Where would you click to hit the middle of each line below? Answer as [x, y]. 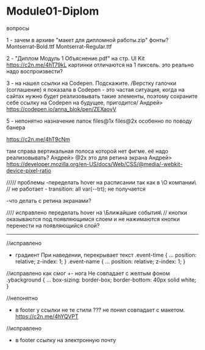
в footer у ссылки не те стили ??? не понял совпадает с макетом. [100, 310]
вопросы [18, 28]
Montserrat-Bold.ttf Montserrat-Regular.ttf [59, 46]
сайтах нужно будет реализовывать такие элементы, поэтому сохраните [102, 96]
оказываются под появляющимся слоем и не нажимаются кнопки [93, 219]
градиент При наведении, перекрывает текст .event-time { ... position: [106, 255]
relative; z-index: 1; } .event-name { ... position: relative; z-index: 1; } [100, 261]
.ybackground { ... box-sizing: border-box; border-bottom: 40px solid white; [101, 280]
